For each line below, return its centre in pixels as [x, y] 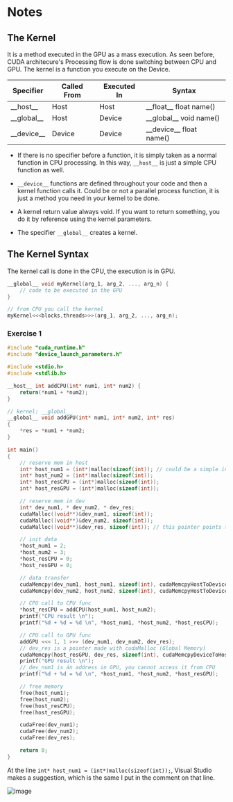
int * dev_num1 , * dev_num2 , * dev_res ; [77, 507]
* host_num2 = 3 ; [43, 553]
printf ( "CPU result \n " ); [57, 616]
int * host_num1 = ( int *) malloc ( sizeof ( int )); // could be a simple [119, 469]
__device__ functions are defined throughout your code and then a [112, 183]
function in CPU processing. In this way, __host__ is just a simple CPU [117, 163]
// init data [38, 539]
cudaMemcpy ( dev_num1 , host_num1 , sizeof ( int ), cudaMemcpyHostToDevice [124, 584]
